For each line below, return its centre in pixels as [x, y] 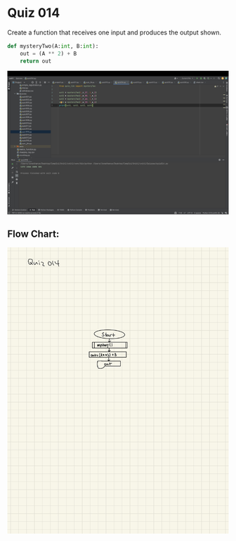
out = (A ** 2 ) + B [48, 53]
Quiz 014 [34, 13]
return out [36, 61]
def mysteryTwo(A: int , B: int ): [53, 46]
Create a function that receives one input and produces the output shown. [114, 32]
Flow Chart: [33, 234]
